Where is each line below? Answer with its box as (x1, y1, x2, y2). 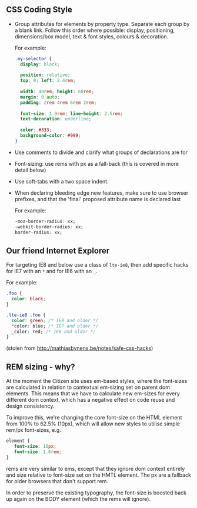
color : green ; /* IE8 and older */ (11, 317, 99, 323)
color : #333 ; (20, 127, 52, 133)
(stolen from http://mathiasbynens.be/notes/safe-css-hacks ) (6, 345, 153, 352)
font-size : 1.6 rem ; (14, 448, 62, 455)
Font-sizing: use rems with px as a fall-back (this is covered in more (14, 160, 179, 167)
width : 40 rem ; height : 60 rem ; (20, 89, 94, 95)
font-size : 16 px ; (14, 443, 57, 449)
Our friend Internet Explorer (6, 245, 110, 255)
